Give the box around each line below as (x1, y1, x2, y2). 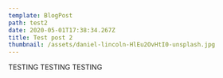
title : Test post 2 (8, 33, 73, 42)
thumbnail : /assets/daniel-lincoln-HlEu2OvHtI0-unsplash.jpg (8, 41, 216, 49)
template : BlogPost (8, 11, 73, 20)
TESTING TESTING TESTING (8, 62, 103, 72)
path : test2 (8, 19, 48, 27)
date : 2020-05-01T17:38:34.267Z (8, 26, 115, 34)
